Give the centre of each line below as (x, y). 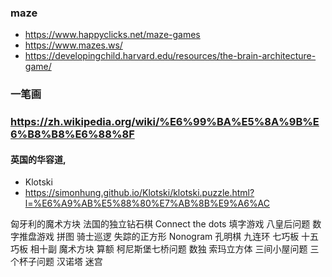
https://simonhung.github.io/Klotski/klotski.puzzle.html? (139, 193)
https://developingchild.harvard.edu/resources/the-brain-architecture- (170, 56)
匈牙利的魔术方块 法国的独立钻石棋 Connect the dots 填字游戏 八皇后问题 (160, 224)
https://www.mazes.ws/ (73, 45)
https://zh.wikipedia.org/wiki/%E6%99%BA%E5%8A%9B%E (165, 122)
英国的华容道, (38, 159)
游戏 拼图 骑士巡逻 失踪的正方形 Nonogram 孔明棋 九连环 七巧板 (168, 237)
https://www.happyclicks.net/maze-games (112, 35)
